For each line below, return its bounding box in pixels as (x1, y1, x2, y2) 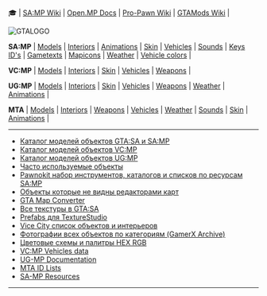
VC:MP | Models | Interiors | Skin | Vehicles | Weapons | (8, 66, 192, 75)
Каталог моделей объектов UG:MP (19, 154, 138, 162)
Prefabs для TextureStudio (19, 212, 107, 222)
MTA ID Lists (19, 263, 62, 272)
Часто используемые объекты (19, 162, 123, 171)
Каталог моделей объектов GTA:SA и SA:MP (19, 136, 170, 146)
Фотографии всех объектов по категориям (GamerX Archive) (19, 229, 226, 239)
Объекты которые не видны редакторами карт (19, 187, 179, 197)
